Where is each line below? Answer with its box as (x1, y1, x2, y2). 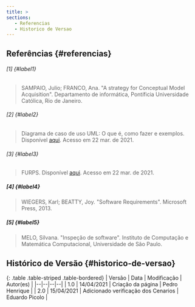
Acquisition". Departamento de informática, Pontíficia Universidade (21, 91, 190, 98)
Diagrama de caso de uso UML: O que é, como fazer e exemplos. (21, 130, 185, 137)
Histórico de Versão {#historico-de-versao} (6, 258, 176, 268)
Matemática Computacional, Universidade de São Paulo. (21, 241, 163, 248)
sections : (6, 15, 32, 21)
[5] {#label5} (6, 218, 40, 226)
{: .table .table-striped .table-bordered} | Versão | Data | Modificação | (6, 274, 182, 281)
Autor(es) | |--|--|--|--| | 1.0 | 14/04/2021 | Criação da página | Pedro (6, 281, 178, 288)
